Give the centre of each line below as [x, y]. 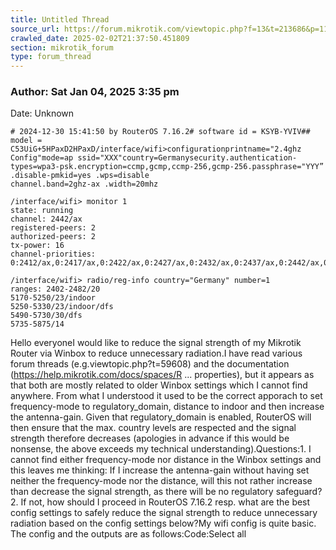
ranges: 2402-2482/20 [55, 289]
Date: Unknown [42, 113]
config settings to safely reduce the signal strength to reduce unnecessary [164, 513]
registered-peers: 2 [53, 228]
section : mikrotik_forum [62, 47]
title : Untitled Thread [60, 19]
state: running [42, 211]
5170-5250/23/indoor [53, 298]
